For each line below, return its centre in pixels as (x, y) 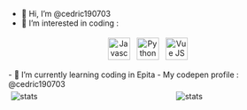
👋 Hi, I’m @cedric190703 (66, 14)
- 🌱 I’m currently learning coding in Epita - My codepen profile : (124, 75)
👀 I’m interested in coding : (69, 23)
